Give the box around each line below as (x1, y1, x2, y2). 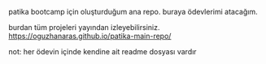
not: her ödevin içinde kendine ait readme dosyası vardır (8, 47, 197, 56)
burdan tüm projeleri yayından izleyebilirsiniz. (8, 23, 160, 32)
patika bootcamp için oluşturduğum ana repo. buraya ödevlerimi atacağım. (8, 7, 258, 16)
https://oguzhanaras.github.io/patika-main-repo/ (8, 32, 172, 41)
